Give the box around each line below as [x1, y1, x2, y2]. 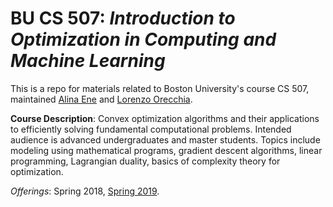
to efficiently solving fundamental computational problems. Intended [10, 123, 292, 135]
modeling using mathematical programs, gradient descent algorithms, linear [10, 144, 323, 156]
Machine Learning [10, 50, 166, 72]
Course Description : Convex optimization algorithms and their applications [10, 112, 320, 124]
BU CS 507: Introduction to [10, 7, 236, 30]
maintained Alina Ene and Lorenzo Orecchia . [10, 93, 193, 105]
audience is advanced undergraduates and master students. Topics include [10, 133, 321, 146]
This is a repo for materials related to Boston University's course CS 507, [10, 82, 310, 94]
